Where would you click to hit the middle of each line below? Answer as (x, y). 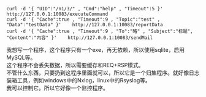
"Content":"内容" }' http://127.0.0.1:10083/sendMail (80, 38)
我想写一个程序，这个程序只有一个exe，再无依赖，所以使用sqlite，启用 (96, 50)
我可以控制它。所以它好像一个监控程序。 (57, 88)
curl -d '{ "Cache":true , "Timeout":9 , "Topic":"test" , (83, 20)
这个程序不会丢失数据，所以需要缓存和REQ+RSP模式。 (75, 65)
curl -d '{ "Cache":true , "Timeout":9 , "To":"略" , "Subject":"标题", (100, 31)
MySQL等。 (21, 57)
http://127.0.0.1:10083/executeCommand (57, 14)
